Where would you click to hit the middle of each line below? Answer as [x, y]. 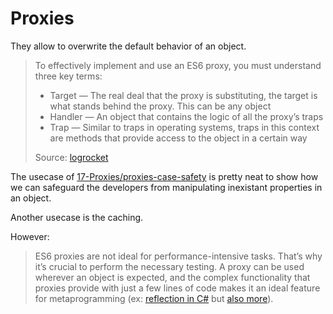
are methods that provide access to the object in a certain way [178, 138]
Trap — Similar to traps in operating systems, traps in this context [184, 127]
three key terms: [68, 76]
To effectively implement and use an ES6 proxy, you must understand [178, 65]
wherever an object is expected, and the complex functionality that [172, 277]
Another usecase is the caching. [77, 217]
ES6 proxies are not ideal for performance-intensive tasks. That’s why [178, 256]
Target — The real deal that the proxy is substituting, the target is [183, 95]
